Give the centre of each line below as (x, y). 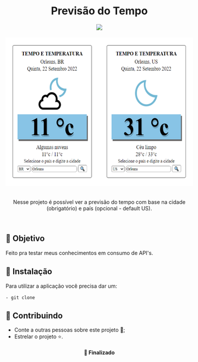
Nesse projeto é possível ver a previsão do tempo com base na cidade (99, 202)
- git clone (20, 298)
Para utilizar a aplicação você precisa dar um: (61, 286)
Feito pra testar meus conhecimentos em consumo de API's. (79, 253)
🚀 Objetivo (25, 239)
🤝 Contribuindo (34, 315)
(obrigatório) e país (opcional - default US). (99, 208)
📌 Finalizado (99, 352)
